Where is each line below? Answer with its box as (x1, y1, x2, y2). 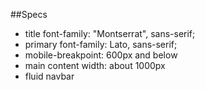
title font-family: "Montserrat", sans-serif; (24, 28, 196, 39)
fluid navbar (24, 70, 75, 82)
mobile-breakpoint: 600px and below (24, 49, 178, 61)
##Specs (10, 9, 48, 20)
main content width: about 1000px (24, 60, 166, 71)
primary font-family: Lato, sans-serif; (24, 39, 178, 50)
